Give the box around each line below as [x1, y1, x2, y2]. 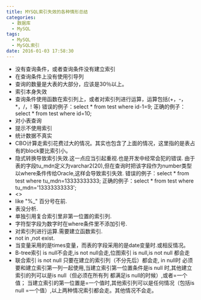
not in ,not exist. [14, 234, 55, 242]
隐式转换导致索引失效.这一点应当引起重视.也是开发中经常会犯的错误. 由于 [14, 154, 196, 161]
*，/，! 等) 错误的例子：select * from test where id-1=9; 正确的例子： [14, 103, 186, 110]
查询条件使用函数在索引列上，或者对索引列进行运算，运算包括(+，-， [14, 95, 187, 102]
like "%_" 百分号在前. [14, 197, 67, 205]
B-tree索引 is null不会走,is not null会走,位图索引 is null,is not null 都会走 [14, 249, 190, 256]
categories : [6, 14, 36, 20]
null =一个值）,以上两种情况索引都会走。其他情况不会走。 [14, 287, 158, 294]
